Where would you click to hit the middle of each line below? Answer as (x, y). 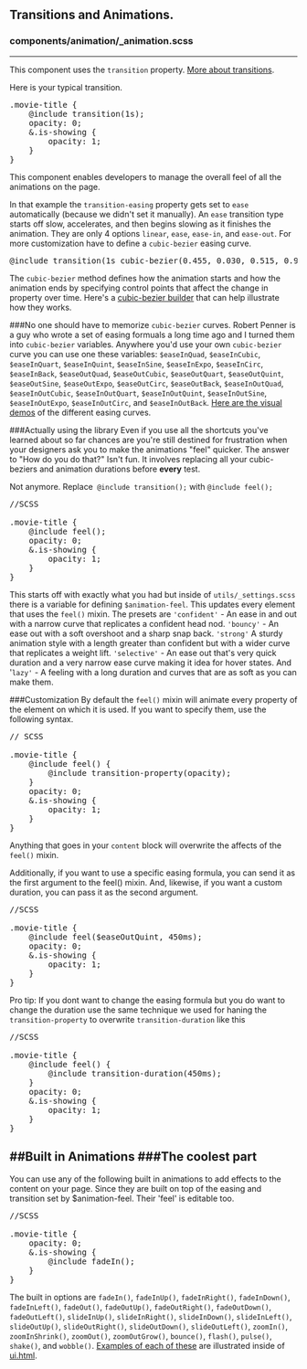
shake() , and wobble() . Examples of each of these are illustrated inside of (147, 1345)
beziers (24, 469)
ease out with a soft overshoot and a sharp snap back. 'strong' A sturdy (146, 633)
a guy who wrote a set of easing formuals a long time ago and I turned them (152, 334)
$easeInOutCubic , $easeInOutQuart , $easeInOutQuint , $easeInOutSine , (138, 393)
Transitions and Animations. (92, 15)
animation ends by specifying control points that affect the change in (139, 288)
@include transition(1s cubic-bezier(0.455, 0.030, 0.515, (145, 260)
